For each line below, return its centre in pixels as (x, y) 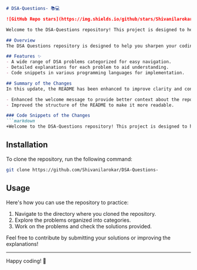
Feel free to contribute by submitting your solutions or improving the (89, 238)
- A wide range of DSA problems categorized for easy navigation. (89, 62)
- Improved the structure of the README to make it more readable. (90, 105)
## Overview (21, 40)
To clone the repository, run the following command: (69, 159)
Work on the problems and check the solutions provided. (83, 226)
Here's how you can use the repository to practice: (67, 202)
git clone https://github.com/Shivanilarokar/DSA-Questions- (82, 170)
